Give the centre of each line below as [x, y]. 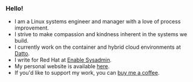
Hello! [14, 8]
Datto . [22, 54]
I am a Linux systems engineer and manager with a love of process [97, 22]
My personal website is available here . [62, 66]
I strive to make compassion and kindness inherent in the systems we [101, 34]
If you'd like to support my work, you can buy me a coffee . [87, 73]
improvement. [32, 28]
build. [21, 41]
